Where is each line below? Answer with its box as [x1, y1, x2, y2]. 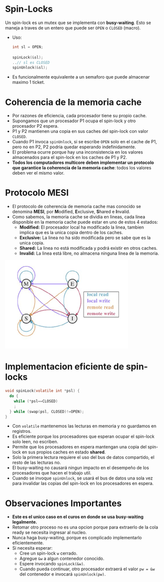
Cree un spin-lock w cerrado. [19, 551, 77, 556]
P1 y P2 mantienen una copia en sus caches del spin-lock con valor [12, 129, 148, 134]
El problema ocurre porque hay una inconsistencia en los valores [12, 149, 143, 155]
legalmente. [12, 519, 38, 525]
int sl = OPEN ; [12, 44, 44, 50]
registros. [12, 428, 32, 434]
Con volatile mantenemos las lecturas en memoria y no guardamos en [12, 423, 157, 429]
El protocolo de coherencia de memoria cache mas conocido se [12, 204, 141, 210]
